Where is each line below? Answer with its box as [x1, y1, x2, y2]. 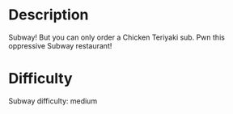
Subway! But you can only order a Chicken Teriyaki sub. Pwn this [8, 32, 225, 42]
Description [8, 6, 89, 24]
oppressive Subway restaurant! [8, 40, 112, 50]
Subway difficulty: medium [8, 95, 98, 106]
